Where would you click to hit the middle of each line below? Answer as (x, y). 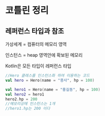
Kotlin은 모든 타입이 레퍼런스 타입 (38, 66)
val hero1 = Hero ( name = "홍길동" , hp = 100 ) (53, 89)
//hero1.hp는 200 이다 (28, 109)
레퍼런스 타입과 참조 (35, 31)
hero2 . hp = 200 (21, 99)
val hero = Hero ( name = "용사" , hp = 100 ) (50, 80)
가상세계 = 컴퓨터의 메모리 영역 (36, 44)
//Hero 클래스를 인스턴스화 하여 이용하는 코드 (48, 76)
